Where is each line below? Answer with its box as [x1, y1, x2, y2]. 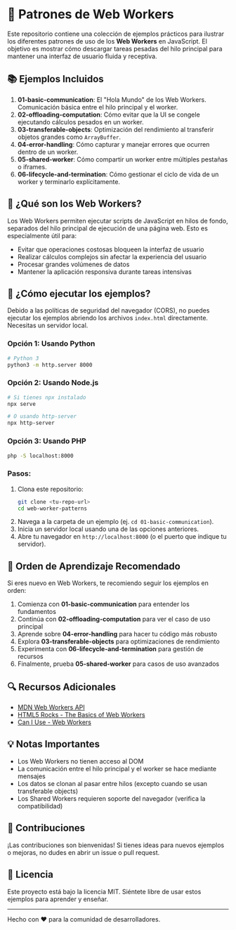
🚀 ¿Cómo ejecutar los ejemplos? [7, 287, 151, 299]
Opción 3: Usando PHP [7, 436, 86, 446]
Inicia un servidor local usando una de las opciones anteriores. [17, 525, 199, 533]
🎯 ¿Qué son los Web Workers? [7, 198, 142, 210]
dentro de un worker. [17, 148, 79, 156]
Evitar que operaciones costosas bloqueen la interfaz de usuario [17, 245, 204, 254]
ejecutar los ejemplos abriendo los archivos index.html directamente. [7, 314, 209, 322]
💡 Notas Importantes [7, 738, 100, 750]
